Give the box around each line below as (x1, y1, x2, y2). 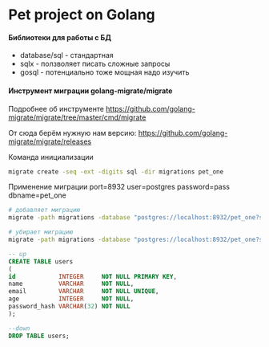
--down (8, 324, 30, 333)
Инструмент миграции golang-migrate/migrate (8, 86, 173, 96)
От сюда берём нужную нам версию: (8, 128, 137, 137)
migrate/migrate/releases (8, 137, 92, 146)
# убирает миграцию (8, 228, 74, 236)
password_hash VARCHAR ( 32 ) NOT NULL (8, 303, 130, 311)
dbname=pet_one (8, 190, 66, 200)
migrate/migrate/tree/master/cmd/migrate (8, 112, 147, 122)
